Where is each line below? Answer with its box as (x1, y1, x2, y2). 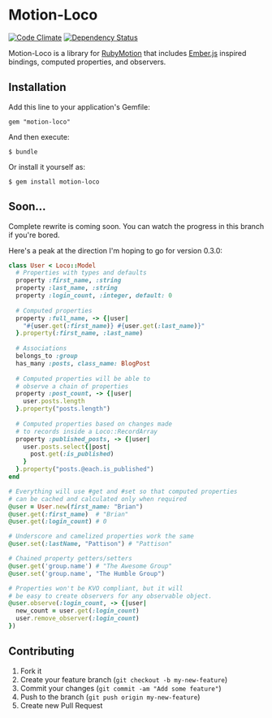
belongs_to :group (15, 352, 79, 361)
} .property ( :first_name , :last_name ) (15, 329, 144, 338)
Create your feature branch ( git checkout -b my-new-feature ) (19, 674, 228, 684)
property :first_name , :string (15, 276, 122, 285)
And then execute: (8, 132, 70, 141)
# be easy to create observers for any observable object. (8, 591, 213, 600)
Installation (8, 80, 67, 94)
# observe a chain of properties (15, 382, 129, 391)
